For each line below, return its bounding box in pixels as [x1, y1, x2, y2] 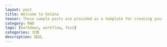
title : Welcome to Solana [5, 12, 59, 17]
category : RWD [5, 21, 35, 26]
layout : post [5, 7, 32, 12]
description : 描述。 [5, 35, 46, 40]
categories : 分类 [5, 30, 40, 35]
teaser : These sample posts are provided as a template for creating [5, 16, 153, 21]
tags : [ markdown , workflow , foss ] [5, 25, 77, 30]
